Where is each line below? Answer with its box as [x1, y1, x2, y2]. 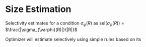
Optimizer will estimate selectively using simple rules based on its [5, 36, 141, 42]
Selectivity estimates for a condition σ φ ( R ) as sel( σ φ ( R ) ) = [5, 20, 124, 27]
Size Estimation [5, 3, 71, 15]
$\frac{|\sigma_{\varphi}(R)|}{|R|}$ [5, 26, 78, 32]
